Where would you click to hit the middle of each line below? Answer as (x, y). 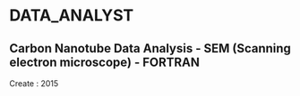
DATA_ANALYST (72, 16)
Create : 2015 (34, 84)
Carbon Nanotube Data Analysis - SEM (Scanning (150, 48)
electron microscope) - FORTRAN (104, 62)
